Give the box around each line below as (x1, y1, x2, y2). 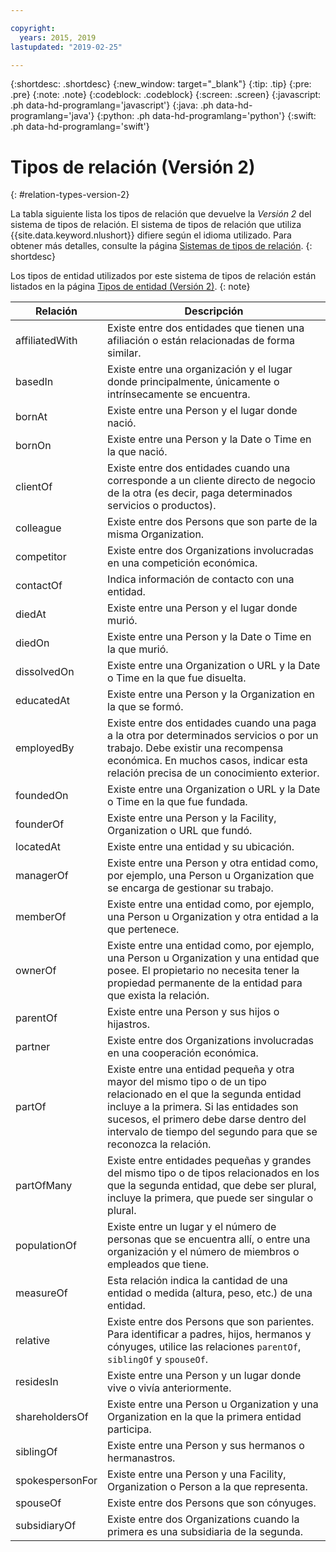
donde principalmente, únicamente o (107, 375, 280, 389)
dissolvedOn (15, 665, 75, 679)
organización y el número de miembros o (107, 1245, 300, 1259)
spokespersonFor (15, 1474, 98, 1488)
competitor (15, 550, 67, 564)
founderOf (15, 817, 65, 831)
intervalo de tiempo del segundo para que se (107, 1125, 318, 1139)
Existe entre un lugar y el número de (107, 1220, 277, 1234)
